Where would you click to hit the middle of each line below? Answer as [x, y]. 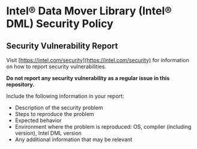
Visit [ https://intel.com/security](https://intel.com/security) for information [98, 60]
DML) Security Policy [60, 24]
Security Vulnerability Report [62, 46]
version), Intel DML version [48, 133]
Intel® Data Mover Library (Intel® [89, 11]
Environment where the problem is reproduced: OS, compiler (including [103, 127]
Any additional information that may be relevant [74, 139]
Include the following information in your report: [65, 96]
